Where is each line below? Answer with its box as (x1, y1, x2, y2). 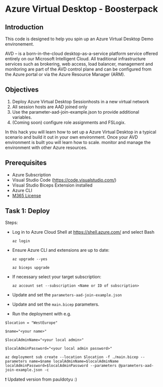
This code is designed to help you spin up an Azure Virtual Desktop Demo (5, 36, 154, 42)
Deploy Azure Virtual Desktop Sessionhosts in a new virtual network (12, 98, 149, 104)
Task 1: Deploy (5, 207, 50, 215)
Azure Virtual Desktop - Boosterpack (5, 3, 158, 15)
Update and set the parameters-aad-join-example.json (12, 292, 122, 298)
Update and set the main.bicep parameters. (12, 301, 100, 307)
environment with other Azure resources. (5, 145, 88, 150)
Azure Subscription (12, 171, 51, 177)
